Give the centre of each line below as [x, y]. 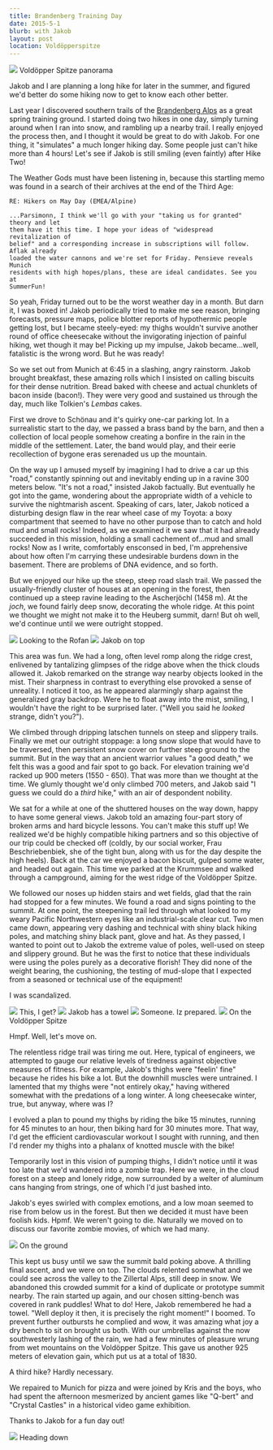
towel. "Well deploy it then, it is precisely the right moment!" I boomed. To [132, 1314]
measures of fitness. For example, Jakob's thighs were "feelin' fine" [123, 1070]
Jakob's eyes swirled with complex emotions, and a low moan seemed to [132, 1203]
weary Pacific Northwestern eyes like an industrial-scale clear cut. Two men [136, 920]
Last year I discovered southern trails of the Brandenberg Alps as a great [131, 110]
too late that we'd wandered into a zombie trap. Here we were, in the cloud [134, 1170]
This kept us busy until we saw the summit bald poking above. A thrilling [130, 1262]
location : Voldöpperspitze [55, 46]
